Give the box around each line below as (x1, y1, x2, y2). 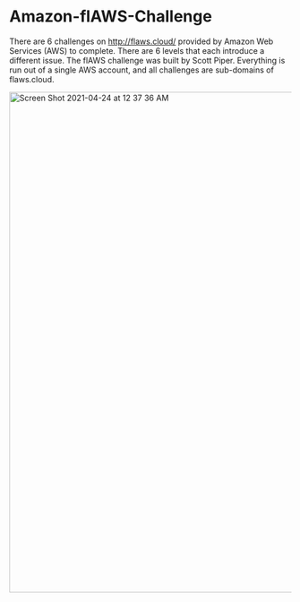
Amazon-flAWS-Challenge (9, 6, 212, 27)
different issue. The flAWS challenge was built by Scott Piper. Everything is (9, 55, 286, 65)
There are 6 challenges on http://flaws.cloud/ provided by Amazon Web (9, 36, 274, 47)
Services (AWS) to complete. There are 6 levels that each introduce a (9, 45, 265, 56)
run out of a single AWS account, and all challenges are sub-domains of (9, 64, 275, 75)
